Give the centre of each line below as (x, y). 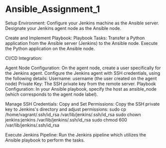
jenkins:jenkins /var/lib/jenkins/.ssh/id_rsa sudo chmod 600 (66, 120)
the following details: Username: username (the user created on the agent (81, 78)
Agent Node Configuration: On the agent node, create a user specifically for (83, 68)
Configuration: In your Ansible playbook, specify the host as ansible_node (81, 89)
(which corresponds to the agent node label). (52, 94)
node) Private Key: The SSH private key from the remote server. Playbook (81, 84)
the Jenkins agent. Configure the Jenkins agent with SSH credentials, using (83, 73)
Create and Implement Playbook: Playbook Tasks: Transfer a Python (75, 38)
